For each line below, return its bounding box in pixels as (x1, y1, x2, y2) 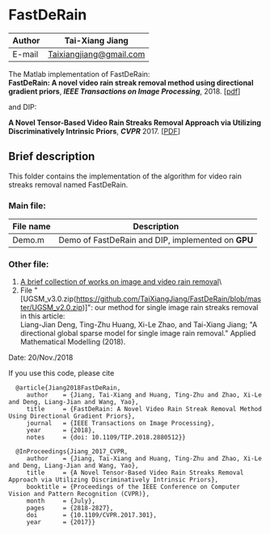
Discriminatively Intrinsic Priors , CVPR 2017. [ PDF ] (8, 126, 180, 136)
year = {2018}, (26, 427, 95, 435)
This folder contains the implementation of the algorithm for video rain (8, 171, 243, 181)
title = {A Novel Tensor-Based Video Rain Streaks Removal (26, 469, 244, 477)
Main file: (8, 200, 46, 211)
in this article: (19, 311, 65, 321)
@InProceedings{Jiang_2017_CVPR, (15, 448, 129, 456)
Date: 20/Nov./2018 (8, 353, 74, 363)
